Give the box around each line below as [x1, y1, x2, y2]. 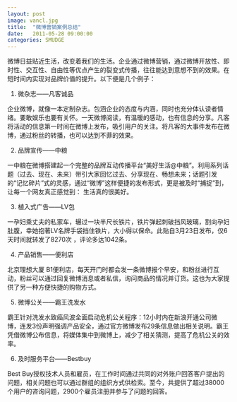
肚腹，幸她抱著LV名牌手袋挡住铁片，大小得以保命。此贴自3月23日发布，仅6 [7, 227, 228, 235]
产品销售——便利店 [17, 250, 74, 259]
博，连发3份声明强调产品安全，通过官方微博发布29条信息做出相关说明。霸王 [7, 322, 229, 331]
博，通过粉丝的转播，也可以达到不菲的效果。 [7, 131, 138, 140]
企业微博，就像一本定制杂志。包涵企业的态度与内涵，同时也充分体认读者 [7, 105, 217, 113]
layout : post [7, 10, 46, 18]
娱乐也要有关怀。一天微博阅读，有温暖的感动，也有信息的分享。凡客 [31, 114, 230, 122]
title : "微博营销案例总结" [7, 23, 81, 30]
